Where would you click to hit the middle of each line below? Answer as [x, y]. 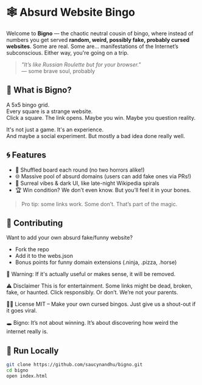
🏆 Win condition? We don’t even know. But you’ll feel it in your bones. [103, 190]
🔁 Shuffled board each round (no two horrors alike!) [80, 170]
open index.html [27, 376]
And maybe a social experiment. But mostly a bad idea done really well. [96, 136]
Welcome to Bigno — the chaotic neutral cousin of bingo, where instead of [100, 33]
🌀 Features [26, 155]
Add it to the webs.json [44, 256]
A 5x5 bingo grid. [28, 105]
